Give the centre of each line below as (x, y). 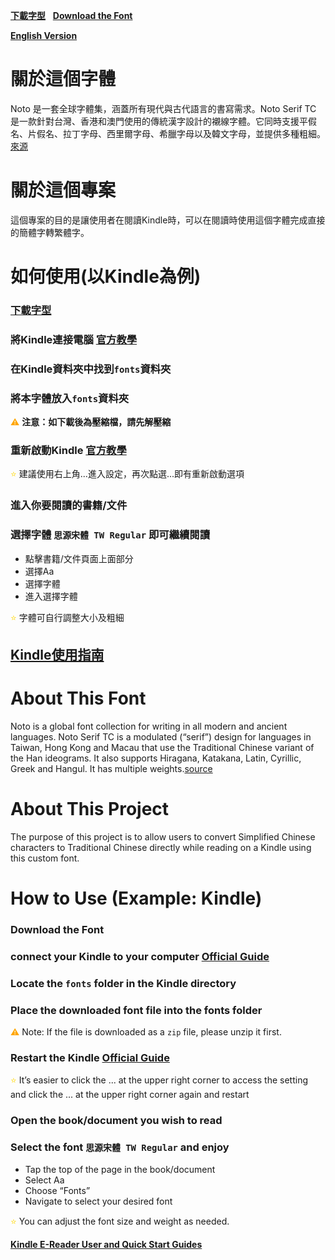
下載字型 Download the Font (71, 15)
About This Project (90, 809)
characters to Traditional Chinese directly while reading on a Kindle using (161, 847)
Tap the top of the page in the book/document (120, 1169)
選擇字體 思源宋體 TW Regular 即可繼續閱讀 (110, 535)
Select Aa (44, 1180)
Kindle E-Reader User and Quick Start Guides (106, 1244)
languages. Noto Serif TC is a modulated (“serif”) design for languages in (161, 736)
